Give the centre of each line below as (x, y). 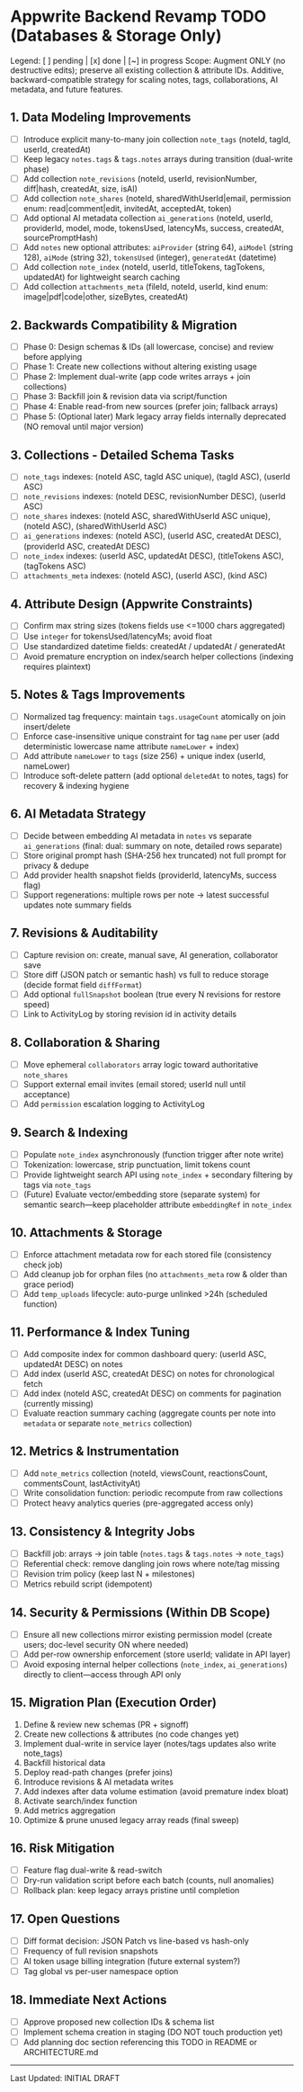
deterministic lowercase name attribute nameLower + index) (131, 746)
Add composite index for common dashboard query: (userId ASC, (145, 1354)
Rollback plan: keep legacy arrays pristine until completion (131, 1890)
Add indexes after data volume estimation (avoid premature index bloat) (156, 1791)
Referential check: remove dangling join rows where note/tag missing (151, 1563)
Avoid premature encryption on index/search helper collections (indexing (158, 656)
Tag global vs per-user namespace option (101, 1971)
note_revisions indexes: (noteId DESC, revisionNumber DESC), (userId (154, 496)
